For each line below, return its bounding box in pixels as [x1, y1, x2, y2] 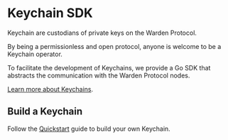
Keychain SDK [7, 5, 94, 21]
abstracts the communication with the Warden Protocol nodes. [7, 71, 190, 80]
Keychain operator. [7, 50, 63, 58]
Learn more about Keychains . [7, 85, 94, 93]
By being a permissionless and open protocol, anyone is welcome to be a [7, 42, 222, 50]
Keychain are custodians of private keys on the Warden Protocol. [7, 28, 197, 37]
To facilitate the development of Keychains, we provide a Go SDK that [7, 63, 211, 72]
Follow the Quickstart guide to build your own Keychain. [7, 124, 170, 133]
